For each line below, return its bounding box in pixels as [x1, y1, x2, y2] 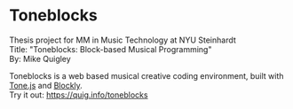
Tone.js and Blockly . [9, 80, 83, 90]
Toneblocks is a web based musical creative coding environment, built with [9, 70, 284, 81]
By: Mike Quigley [9, 53, 71, 64]
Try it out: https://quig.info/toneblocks [9, 90, 148, 100]
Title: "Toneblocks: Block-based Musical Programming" [9, 43, 212, 54]
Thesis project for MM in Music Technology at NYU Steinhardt [9, 35, 237, 45]
